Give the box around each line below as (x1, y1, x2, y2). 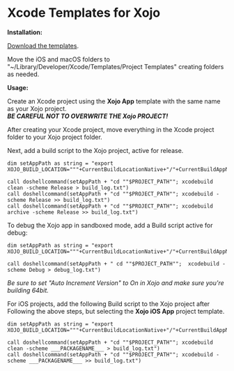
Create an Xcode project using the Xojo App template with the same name (7, 96, 221, 106)
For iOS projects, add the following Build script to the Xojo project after (7, 299, 210, 308)
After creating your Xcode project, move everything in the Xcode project (7, 125, 214, 133)
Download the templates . (7, 41, 79, 50)
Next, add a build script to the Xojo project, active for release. (7, 146, 184, 154)
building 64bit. (7, 286, 49, 294)
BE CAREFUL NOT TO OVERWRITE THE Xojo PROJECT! (7, 112, 169, 120)
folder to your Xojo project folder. (7, 133, 102, 141)
